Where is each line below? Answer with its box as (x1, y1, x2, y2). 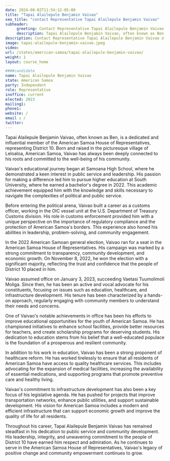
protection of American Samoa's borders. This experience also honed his (5, 224, 158, 230)
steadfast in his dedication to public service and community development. (5, 428, 159, 434)
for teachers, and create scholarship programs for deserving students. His (5, 329, 160, 335)
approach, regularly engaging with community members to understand (12, 297, 159, 303)
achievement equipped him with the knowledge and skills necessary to (5, 187, 153, 193)
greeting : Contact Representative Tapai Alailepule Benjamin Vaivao (16, 26, 164, 31)
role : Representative (5, 87, 51, 92)
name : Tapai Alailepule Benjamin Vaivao (5, 73, 92, 79)
